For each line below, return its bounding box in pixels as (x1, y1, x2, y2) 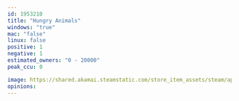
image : (7, 76, 27, 83)
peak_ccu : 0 (7, 63, 43, 70)
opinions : (7, 83, 37, 90)
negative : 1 (7, 51, 43, 58)
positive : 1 (7, 43, 43, 51)
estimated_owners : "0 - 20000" (7, 57, 100, 64)
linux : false (7, 37, 46, 44)
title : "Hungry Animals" (7, 17, 81, 24)
